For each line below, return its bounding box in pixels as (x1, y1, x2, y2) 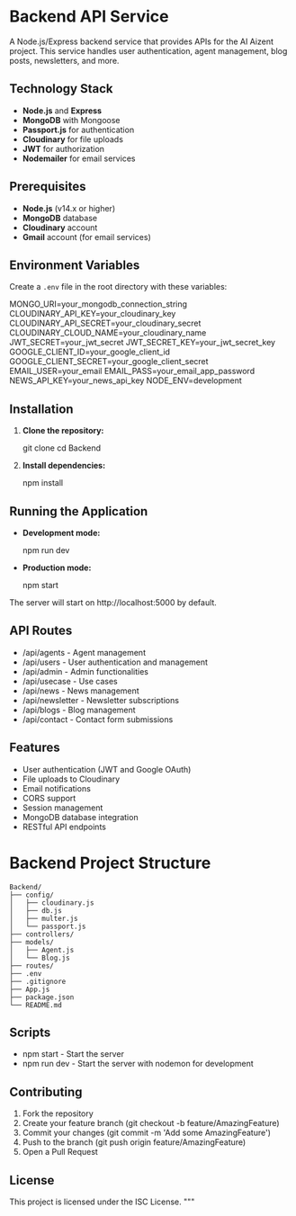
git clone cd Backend (22, 443, 102, 453)
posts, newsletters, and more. (9, 55, 120, 66)
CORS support (22, 792, 76, 803)
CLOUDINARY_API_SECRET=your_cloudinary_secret (9, 317, 202, 329)
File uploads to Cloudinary (22, 773, 120, 784)
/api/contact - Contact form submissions (22, 713, 174, 725)
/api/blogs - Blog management (22, 704, 137, 715)
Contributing (9, 1084, 83, 1099)
